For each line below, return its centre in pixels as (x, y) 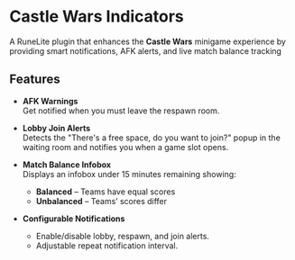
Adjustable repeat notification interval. (107, 246)
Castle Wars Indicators (97, 17)
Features (35, 80)
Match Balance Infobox (66, 165)
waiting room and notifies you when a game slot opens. (125, 147)
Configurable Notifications (74, 219)
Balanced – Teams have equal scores (106, 192)
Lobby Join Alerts (56, 128)
